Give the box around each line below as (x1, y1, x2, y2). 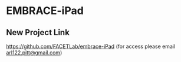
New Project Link (6, 27, 70, 37)
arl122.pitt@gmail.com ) (6, 49, 62, 56)
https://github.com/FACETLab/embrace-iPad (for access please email (6, 43, 176, 50)
